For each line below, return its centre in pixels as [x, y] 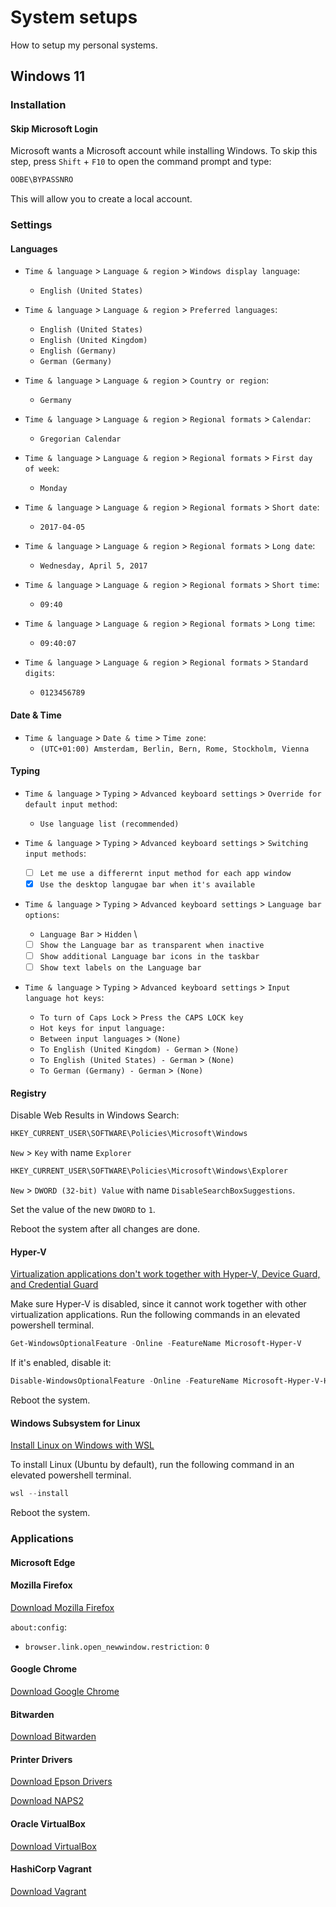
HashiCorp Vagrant [51, 1869]
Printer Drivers [41, 1759]
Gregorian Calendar [80, 439]
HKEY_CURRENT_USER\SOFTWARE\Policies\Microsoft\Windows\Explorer [149, 1171]
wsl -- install [40, 1494]
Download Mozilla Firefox [62, 1607]
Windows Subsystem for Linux [75, 1423]
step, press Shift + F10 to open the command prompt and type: [141, 162]
